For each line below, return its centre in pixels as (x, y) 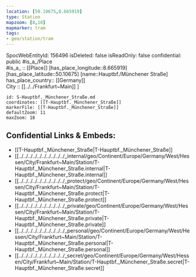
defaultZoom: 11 (26, 112)
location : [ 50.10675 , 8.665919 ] (44, 11)
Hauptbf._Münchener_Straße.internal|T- (62, 168)
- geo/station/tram (30, 39)
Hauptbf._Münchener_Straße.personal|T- (64, 243)
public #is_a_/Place (29, 61)
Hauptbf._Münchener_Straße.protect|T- (62, 193)
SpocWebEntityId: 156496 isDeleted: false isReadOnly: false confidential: (94, 55)
